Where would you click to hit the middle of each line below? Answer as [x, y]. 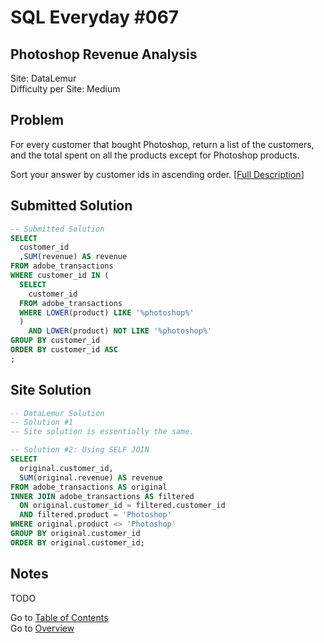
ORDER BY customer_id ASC [64, 350]
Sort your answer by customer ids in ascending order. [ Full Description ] [157, 174]
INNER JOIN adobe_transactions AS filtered [102, 496]
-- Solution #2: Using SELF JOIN [80, 450]
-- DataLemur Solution [57, 413]
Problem [37, 120]
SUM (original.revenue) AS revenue [91, 477]
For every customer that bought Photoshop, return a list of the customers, [162, 144]
